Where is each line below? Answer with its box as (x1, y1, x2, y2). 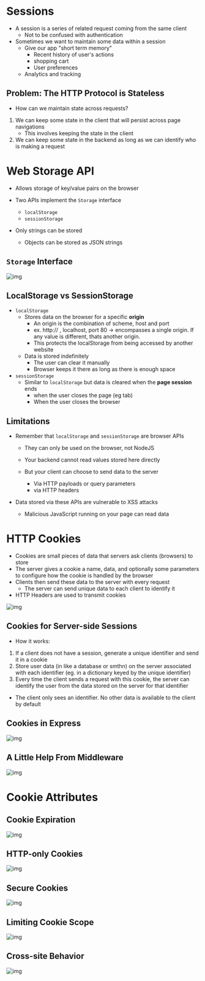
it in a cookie (15, 656, 48, 663)
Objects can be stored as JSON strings (24, 238, 123, 246)
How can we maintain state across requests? (15, 104, 129, 112)
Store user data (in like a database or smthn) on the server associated (15, 662, 192, 669)
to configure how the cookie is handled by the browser (15, 572, 154, 579)
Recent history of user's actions (33, 50, 114, 58)
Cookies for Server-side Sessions (6, 621, 138, 631)
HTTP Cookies (6, 532, 81, 546)
